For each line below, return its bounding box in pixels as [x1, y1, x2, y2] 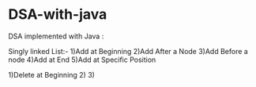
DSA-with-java [8, 5, 107, 24]
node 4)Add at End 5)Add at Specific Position [8, 55, 156, 64]
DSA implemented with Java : [8, 31, 104, 41]
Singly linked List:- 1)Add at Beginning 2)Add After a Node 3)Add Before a [8, 46, 249, 56]
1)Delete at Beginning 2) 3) [8, 70, 95, 79]
